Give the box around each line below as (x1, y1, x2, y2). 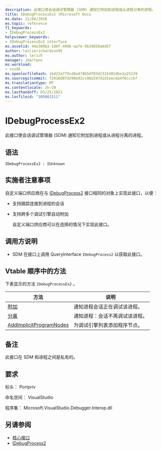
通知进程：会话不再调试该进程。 (73, 313, 148, 320)
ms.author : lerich (5, 53, 43, 58)
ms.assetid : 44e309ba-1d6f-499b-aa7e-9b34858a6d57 (5, 44, 111, 49)
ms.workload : (5, 62, 32, 67)
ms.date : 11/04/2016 (5, 16, 48, 21)
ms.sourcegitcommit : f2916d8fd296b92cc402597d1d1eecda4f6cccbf (5, 76, 138, 81)
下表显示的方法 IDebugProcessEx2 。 (5, 281, 78, 287)
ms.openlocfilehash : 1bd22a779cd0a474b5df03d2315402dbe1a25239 (5, 71, 138, 76)
